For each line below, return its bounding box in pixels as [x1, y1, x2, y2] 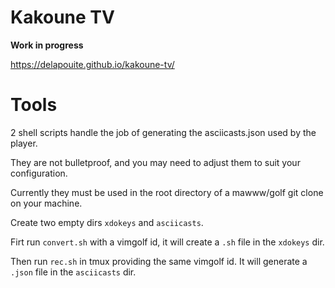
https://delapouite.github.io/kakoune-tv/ [10, 58, 175, 70]
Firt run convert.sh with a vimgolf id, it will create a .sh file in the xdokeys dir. [10, 236, 325, 248]
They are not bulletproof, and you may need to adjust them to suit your [10, 156, 301, 168]
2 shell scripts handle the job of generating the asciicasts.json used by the [10, 126, 317, 138]
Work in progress [10, 39, 84, 51]
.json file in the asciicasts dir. [10, 266, 137, 278]
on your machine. [10, 197, 83, 209]
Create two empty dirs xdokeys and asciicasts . [10, 216, 204, 228]
